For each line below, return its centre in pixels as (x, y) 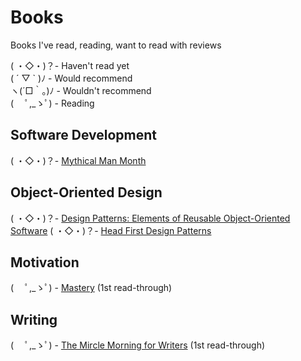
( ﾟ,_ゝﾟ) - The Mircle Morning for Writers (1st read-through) (138, 345)
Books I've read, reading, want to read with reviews (116, 45)
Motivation (45, 262)
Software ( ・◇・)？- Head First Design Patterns (111, 230)
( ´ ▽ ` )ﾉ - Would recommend (71, 78)
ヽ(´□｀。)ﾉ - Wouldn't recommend (81, 90)
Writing (34, 319)
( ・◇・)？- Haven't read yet (70, 65)
